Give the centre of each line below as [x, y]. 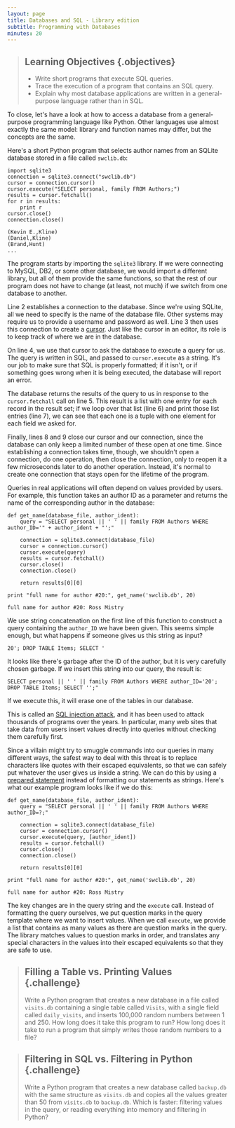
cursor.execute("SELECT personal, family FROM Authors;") [94, 189]
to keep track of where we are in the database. [75, 337]
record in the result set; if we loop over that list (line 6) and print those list [113, 409]
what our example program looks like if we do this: [80, 788]
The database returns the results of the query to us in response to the [108, 394]
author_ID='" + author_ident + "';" [61, 528]
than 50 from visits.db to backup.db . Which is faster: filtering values [123, 1102]
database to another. [37, 293]
